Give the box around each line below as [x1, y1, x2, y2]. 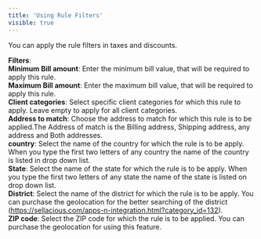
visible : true [8, 19, 55, 27]
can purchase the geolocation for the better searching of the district [8, 197, 228, 206]
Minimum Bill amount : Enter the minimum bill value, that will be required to [8, 63, 250, 73]
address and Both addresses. [8, 130, 103, 139]
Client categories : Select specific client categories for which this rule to [8, 97, 241, 107]
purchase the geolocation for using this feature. [8, 222, 162, 231]
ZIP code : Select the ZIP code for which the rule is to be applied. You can [8, 213, 245, 223]
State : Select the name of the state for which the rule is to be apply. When [8, 164, 248, 173]
